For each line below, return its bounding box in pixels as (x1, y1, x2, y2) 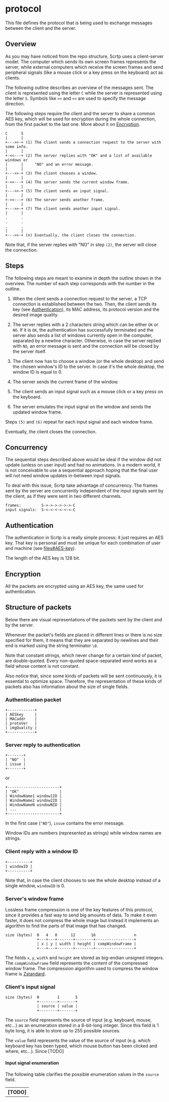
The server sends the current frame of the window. (12, 379, 119, 385)
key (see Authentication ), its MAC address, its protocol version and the (12, 306, 160, 312)
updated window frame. (12, 409, 63, 415)
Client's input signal (5, 983, 55, 990)
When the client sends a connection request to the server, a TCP (12, 295, 147, 301)
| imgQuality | (5, 725, 37, 730)
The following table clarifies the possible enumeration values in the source (5, 1071, 159, 1077)
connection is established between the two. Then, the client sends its (12, 301, 157, 307)
